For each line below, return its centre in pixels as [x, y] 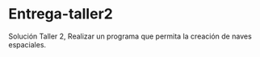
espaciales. [27, 44]
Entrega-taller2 [61, 14]
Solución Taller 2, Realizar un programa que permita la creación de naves [130, 36]
